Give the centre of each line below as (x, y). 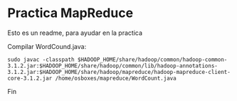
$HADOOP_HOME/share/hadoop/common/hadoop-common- (152, 59)
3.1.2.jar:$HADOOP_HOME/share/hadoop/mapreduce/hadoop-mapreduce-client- (119, 72)
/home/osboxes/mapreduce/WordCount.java (116, 78)
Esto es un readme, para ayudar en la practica (75, 33)
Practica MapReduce (70, 13)
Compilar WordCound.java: (47, 46)
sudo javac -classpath (41, 59)
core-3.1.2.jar (30, 78)
